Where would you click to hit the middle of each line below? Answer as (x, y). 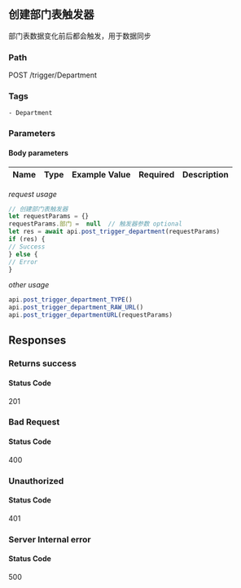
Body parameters (39, 152)
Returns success (43, 363)
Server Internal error (50, 539)
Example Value (101, 174)
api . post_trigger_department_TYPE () (70, 300)
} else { (23, 254)
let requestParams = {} (49, 217)
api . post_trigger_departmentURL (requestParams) (91, 315)
